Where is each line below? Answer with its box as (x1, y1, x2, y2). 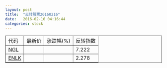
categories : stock (5, 21, 43, 26)
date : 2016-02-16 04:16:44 (5, 16, 66, 21)
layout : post (5, 7, 32, 12)
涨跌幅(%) (46, 38, 71, 45)
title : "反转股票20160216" (5, 12, 61, 17)
